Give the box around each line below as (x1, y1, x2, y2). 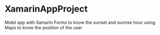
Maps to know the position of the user (4, 24, 82, 30)
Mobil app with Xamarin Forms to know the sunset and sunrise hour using (4, 19, 156, 25)
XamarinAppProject (4, 3, 88, 15)
